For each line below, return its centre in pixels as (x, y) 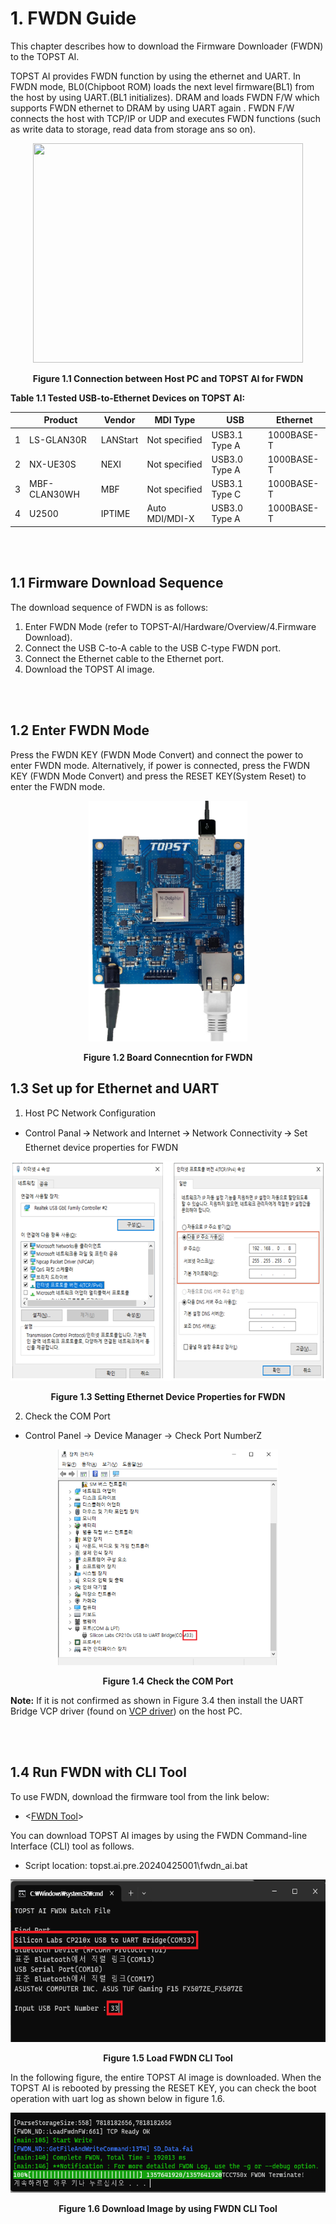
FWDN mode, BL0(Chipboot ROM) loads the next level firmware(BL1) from (162, 86)
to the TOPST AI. (45, 56)
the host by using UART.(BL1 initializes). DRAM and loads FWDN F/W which (165, 97)
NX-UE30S (53, 464)
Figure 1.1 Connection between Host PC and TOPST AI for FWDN (168, 378)
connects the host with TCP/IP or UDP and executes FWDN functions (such (166, 118)
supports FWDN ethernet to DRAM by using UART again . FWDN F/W (152, 108)
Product (60, 420)
